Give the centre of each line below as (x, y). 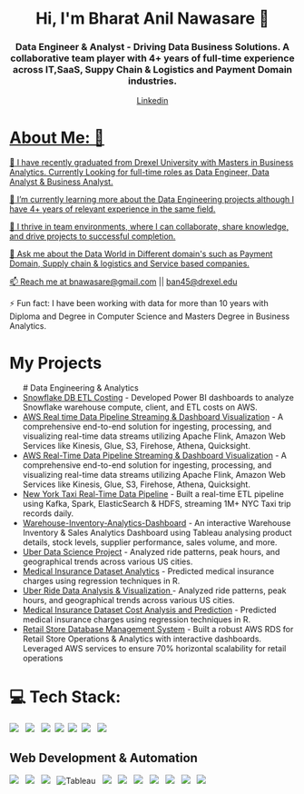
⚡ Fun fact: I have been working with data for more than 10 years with (139, 303)
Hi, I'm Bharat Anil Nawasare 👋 (152, 19)
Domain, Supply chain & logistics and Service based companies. (129, 263)
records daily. (48, 513)
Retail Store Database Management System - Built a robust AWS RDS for (158, 630)
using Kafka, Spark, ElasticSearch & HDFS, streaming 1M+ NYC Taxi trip (157, 504)
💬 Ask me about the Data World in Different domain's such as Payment (141, 254)
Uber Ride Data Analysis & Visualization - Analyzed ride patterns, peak (154, 591)
